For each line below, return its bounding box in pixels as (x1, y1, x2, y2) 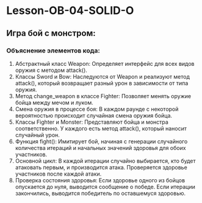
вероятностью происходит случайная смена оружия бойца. (15, 112, 173, 119)
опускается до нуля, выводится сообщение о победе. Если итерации (15, 183, 195, 190)
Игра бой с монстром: (6, 28, 96, 38)
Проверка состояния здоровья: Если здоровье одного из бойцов (15, 176, 185, 183)
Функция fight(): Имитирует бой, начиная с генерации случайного (15, 138, 188, 145)
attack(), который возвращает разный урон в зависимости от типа (15, 79, 189, 87)
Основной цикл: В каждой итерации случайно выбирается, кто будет (15, 157, 197, 165)
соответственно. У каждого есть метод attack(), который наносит (15, 124, 187, 132)
